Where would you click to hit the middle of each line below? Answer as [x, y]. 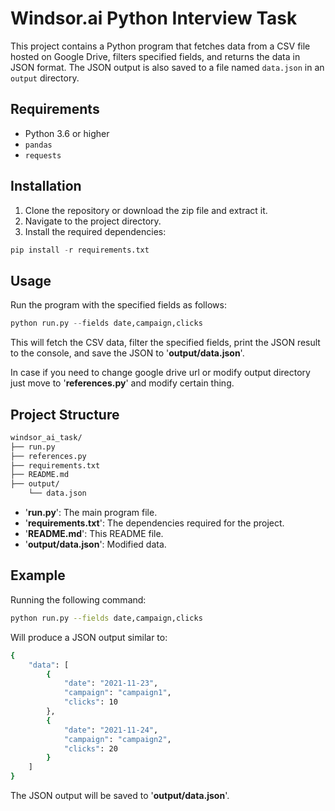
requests [43, 155]
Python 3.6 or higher [67, 133]
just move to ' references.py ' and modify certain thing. [122, 383]
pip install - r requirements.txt [80, 250]
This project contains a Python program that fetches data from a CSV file [160, 46]
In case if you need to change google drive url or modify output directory [160, 373]
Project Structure [65, 414]
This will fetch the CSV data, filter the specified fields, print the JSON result [165, 343]
